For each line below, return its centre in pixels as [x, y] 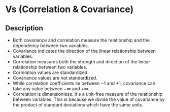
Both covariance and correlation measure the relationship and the [81, 40]
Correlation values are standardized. [50, 72]
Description [24, 28]
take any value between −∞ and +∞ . [51, 89]
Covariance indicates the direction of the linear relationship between [84, 51]
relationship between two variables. [50, 67]
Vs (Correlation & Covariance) [70, 9]
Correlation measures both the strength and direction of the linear [81, 62]
